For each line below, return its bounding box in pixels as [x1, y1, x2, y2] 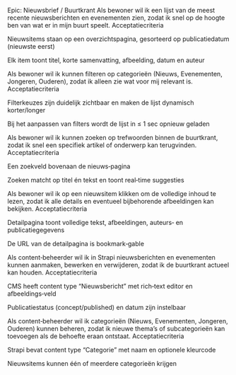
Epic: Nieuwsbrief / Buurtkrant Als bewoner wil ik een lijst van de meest [7, 6, 216, 14]
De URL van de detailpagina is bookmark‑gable [7, 240, 145, 248]
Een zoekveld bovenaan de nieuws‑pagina [7, 162, 131, 171]
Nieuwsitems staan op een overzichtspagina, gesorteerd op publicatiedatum [7, 35, 230, 43]
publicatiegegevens [7, 226, 65, 234]
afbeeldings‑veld [7, 289, 57, 298]
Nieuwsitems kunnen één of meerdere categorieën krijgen [7, 359, 177, 367]
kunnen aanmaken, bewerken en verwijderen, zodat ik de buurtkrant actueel [7, 261, 230, 269]
